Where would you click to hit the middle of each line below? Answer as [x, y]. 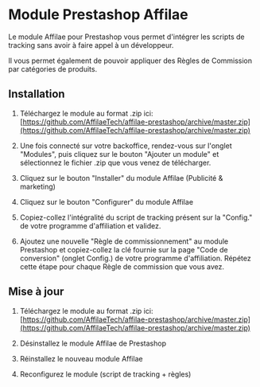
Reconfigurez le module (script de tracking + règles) [105, 374]
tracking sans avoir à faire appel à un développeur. [91, 45]
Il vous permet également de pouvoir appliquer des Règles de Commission [130, 61]
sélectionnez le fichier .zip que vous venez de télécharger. [115, 162]
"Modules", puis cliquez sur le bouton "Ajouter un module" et [119, 154]
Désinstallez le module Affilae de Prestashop [93, 343]
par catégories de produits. [53, 68]
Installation [37, 94]
